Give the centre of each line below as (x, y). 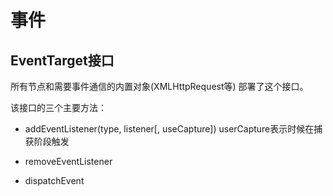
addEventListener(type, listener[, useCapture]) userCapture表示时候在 (169, 129)
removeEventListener (68, 161)
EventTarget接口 (62, 60)
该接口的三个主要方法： (58, 107)
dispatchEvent (54, 180)
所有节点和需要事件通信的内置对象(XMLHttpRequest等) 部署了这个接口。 (159, 86)
